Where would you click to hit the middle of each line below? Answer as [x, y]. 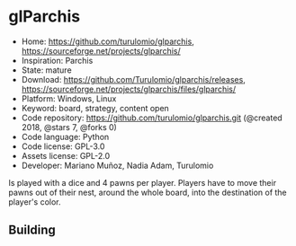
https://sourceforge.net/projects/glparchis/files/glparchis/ [128, 89]
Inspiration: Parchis [57, 60]
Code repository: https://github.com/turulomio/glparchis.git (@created [152, 118]
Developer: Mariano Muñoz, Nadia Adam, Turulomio [117, 165]
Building [32, 230]
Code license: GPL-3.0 [63, 146]
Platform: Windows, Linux [69, 98]
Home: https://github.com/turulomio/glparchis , [108, 41]
